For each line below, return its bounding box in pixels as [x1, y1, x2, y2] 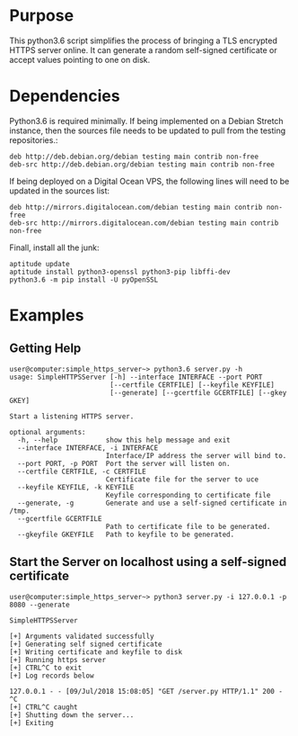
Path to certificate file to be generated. [105, 522, 271, 531]
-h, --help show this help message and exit [17, 435, 231, 444]
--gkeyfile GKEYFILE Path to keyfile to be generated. [17, 530, 235, 539]
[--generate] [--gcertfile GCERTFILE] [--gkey [109, 388, 287, 397]
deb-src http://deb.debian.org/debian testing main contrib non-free [9, 159, 276, 169]
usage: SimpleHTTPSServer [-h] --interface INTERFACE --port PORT [9, 372, 263, 381]
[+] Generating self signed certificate [9, 640, 163, 649]
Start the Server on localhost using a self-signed [9, 554, 287, 570]
